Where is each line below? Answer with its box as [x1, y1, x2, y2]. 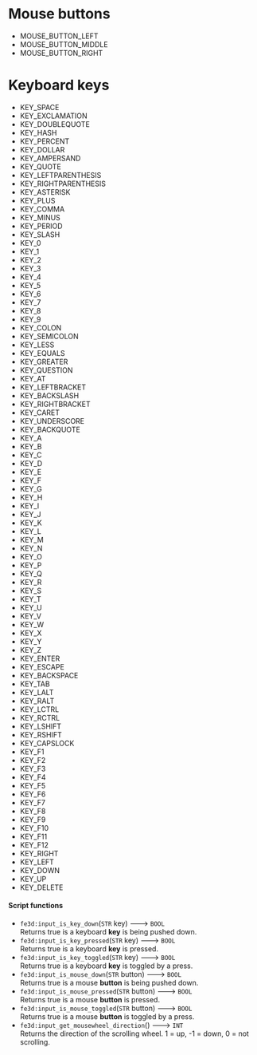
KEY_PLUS [19, 196, 56, 205]
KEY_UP [19, 874, 47, 883]
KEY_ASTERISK [19, 187, 71, 196]
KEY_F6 [19, 789, 46, 799]
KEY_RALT [19, 696, 55, 705]
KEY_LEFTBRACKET [19, 382, 87, 392]
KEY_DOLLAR [19, 144, 65, 154]
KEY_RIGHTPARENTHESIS [19, 179, 106, 188]
